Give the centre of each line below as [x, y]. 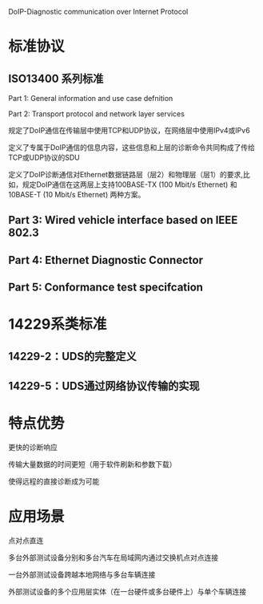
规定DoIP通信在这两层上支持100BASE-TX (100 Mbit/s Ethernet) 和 [130, 184]
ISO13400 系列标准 [56, 78]
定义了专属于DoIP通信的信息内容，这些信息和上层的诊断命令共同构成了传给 [132, 147]
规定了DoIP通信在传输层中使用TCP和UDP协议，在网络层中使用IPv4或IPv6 [129, 130]
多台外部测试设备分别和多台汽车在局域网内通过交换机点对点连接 [113, 557]
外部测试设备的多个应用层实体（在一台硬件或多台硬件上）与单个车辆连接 [127, 592]
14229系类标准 [58, 324]
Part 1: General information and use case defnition [91, 98]
